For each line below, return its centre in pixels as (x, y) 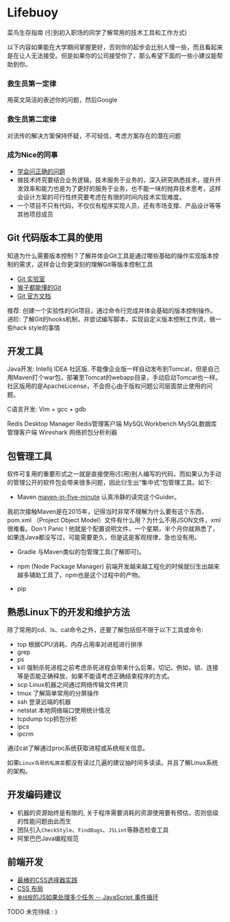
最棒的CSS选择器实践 (47, 879)
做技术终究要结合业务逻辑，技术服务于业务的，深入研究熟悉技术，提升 (116, 180)
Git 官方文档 (34, 295)
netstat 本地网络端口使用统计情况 (64, 710)
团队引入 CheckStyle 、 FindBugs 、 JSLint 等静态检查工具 (93, 829)
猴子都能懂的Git (39, 287)
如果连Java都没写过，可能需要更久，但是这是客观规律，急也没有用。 (104, 537)
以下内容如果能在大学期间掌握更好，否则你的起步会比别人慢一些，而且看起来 (115, 47)
